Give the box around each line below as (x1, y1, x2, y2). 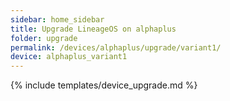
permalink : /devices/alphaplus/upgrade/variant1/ (10, 42, 222, 53)
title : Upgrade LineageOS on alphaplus (10, 24, 177, 34)
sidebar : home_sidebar (10, 14, 105, 25)
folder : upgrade (10, 33, 78, 43)
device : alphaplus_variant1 (10, 52, 128, 62)
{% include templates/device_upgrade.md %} (10, 79, 198, 91)
